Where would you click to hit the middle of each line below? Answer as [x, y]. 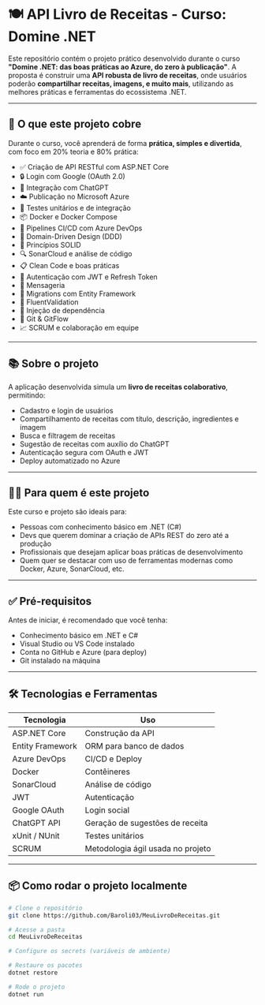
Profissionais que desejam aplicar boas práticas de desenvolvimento [131, 552]
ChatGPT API [36, 823]
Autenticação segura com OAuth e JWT [84, 452]
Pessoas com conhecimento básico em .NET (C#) [101, 527]
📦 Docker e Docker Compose [69, 216]
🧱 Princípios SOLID [50, 245]
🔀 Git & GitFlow [44, 319]
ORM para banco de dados [134, 746]
